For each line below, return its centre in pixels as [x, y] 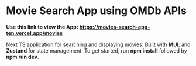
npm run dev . [23, 57]
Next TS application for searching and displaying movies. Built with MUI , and [98, 44]
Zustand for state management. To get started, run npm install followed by [97, 50]
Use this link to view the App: [42, 27]
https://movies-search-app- [115, 27]
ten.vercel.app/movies [35, 33]
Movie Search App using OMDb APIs [97, 11]
